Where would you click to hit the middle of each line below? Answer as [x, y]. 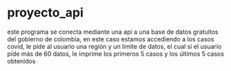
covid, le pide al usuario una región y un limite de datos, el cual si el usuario [114, 46]
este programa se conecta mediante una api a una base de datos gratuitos [113, 32]
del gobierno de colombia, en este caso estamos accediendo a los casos [111, 39]
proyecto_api [46, 13]
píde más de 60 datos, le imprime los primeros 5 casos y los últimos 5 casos [115, 54]
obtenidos [21, 61]
